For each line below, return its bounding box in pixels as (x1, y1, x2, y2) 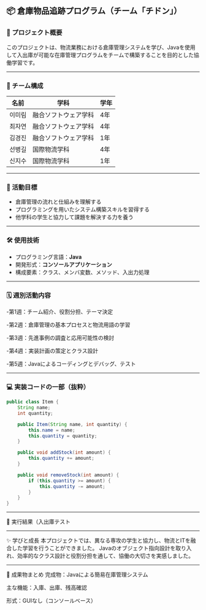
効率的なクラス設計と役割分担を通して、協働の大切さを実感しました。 (17, 552, 194, 560)
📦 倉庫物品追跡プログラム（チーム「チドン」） (6, 6, 182, 17)
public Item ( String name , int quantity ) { (17, 421, 128, 427)
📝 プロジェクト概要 (6, 28, 63, 37)
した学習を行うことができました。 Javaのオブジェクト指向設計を (11, 544, 176, 552)
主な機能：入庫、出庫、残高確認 (6, 584, 87, 592)
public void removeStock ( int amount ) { (17, 471, 120, 478)
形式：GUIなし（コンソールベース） (6, 597, 96, 604)
